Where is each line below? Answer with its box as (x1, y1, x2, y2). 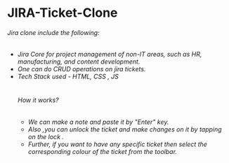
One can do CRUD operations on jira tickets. (17, 65, 146, 73)
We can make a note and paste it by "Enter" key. (27, 118, 169, 126)
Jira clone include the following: (7, 28, 100, 36)
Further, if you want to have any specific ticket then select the (27, 140, 207, 148)
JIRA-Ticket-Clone (7, 5, 118, 21)
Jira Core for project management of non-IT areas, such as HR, (17, 50, 202, 59)
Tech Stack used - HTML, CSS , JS (17, 72, 119, 81)
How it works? (17, 96, 60, 104)
